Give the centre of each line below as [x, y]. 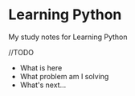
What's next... [43, 85]
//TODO [21, 52]
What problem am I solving [64, 76]
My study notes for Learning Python [68, 37]
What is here [41, 68]
